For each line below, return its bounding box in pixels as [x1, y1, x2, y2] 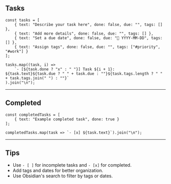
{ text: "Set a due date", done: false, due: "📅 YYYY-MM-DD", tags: [14, 35, 163, 40]
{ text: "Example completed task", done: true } [14, 117, 120, 122]
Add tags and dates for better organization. [12, 168, 103, 174]
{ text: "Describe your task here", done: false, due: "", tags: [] [14, 22, 163, 27]
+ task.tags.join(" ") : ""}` [5, 75, 70, 81]
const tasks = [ [5, 17, 40, 22]
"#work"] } [5, 48, 28, 54]
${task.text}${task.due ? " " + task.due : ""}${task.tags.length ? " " [5, 71, 163, 76]
